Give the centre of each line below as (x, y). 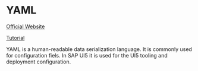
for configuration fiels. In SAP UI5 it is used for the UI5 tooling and (87, 55)
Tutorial (15, 38)
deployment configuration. (39, 62)
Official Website (26, 26)
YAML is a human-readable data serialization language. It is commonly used (99, 49)
